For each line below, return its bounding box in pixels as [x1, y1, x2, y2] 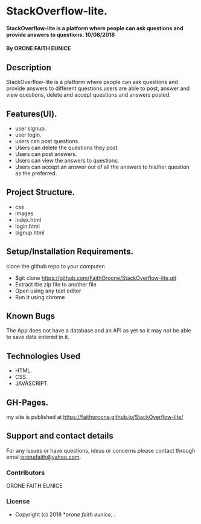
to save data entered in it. [6, 334, 69, 341]
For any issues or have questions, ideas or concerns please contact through [6, 447, 196, 454]
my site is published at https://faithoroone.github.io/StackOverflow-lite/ [6, 413, 183, 421]
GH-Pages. [6, 397, 49, 407]
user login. [14, 131, 42, 138]
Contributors [6, 468, 45, 477]
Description [6, 62, 51, 73]
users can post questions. [14, 138, 80, 144]
